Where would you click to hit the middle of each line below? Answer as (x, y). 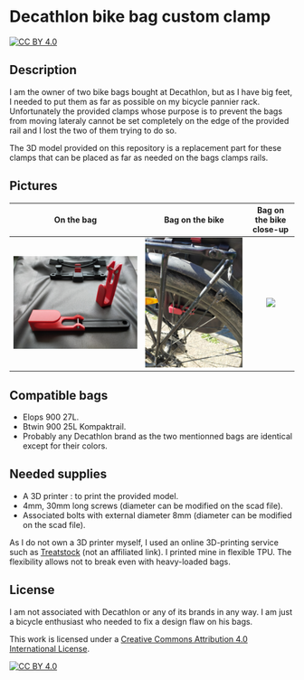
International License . (50, 648)
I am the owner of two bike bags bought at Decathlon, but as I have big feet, (151, 91)
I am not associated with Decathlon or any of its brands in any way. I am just (151, 611)
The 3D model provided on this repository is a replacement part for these (146, 147)
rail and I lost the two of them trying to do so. (93, 130)
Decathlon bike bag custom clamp (140, 17)
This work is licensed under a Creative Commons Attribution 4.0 (129, 638)
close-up (271, 230)
